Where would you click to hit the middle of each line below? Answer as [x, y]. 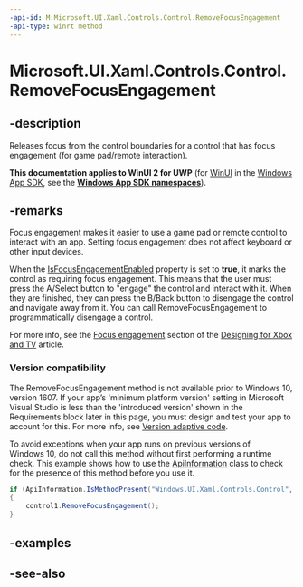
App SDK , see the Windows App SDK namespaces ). [108, 182]
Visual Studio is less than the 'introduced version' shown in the [127, 407]
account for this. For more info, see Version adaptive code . [119, 426]
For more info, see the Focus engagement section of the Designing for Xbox [151, 335]
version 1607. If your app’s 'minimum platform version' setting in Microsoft [147, 397]
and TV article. [37, 344]
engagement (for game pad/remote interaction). [99, 155]
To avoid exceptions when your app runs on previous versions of [130, 444]
